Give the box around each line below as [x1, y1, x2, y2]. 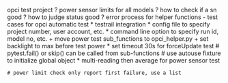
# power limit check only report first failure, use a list [7, 69, 182, 76]
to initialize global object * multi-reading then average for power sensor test [7, 56, 220, 64]
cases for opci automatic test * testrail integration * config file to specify [7, 20, 210, 28]
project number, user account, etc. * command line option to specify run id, [7, 27, 219, 35]
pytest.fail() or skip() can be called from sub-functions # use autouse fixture [7, 49, 221, 57]
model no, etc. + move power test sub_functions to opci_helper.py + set [7, 35, 209, 43]
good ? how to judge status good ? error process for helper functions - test [7, 13, 218, 21]
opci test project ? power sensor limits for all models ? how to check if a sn [7, 6, 217, 14]
